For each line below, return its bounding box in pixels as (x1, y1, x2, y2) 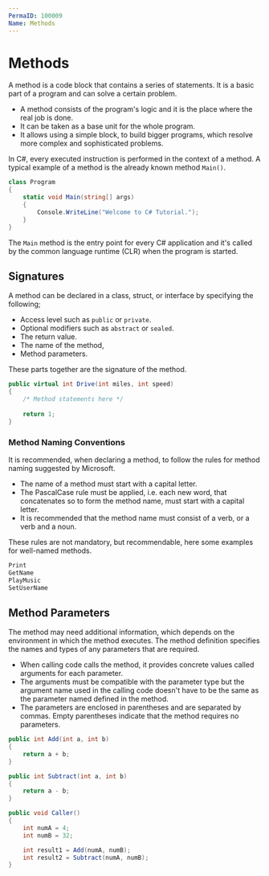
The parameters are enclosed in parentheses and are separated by (19, 702, 242, 712)
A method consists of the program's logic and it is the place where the (19, 104, 253, 114)
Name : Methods (8, 19, 56, 27)
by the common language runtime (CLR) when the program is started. (8, 246, 238, 256)
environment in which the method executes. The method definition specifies (8, 636, 260, 645)
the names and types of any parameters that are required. (8, 645, 200, 654)
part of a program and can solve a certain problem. (8, 89, 177, 99)
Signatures (8, 269, 65, 283)
